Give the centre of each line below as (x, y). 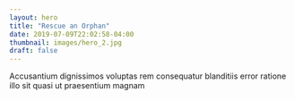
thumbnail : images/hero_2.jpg (66, 42)
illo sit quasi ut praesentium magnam (77, 86)
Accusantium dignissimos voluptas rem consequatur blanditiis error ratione (148, 76)
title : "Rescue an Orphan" (60, 26)
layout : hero (34, 17)
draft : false (34, 51)
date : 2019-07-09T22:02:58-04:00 (72, 34)
